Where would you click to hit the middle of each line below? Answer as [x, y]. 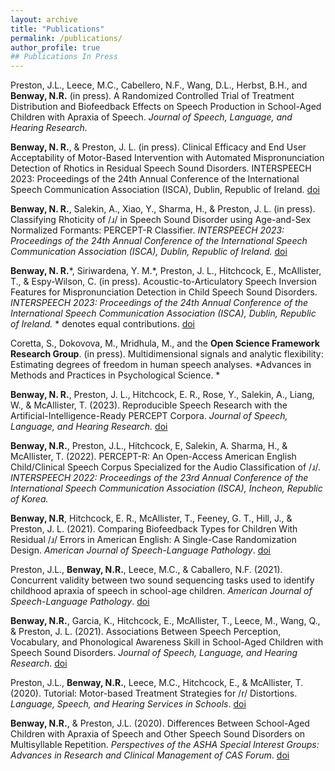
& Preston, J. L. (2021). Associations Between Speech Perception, [146, 632]
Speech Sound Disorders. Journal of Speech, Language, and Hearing [154, 653]
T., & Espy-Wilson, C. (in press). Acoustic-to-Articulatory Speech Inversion [163, 282]
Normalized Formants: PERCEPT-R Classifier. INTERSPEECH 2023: [147, 230]
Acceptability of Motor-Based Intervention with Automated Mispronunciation [167, 158]
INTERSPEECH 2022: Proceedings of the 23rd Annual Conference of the [159, 478]
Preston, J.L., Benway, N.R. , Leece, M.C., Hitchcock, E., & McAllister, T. [157, 683]
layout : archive [44, 19]
